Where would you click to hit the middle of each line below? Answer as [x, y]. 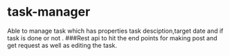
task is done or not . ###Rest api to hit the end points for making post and [112, 38]
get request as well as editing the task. [62, 45]
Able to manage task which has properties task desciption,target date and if [115, 31]
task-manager [49, 12]
